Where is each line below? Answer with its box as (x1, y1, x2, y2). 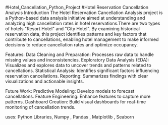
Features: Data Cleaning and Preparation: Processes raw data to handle (5, 51, 154, 57)
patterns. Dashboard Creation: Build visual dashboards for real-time (5, 99, 146, 105)
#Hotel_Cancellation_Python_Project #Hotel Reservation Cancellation (5, 5, 149, 10)
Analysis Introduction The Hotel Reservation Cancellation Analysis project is (5, 10, 163, 16)
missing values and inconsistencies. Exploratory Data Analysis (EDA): (5, 57, 149, 62)
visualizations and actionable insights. (5, 78, 84, 84)
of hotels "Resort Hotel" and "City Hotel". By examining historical (5, 26, 140, 32)
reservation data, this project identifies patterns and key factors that (5, 31, 147, 37)
